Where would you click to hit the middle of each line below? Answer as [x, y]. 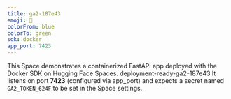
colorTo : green [29, 33]
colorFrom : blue [31, 26]
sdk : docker [24, 40]
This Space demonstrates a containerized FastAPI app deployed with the [112, 66]
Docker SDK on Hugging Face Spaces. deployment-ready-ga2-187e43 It [112, 73]
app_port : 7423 [29, 46]
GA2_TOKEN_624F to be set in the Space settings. [75, 88]
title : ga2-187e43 [34, 14]
